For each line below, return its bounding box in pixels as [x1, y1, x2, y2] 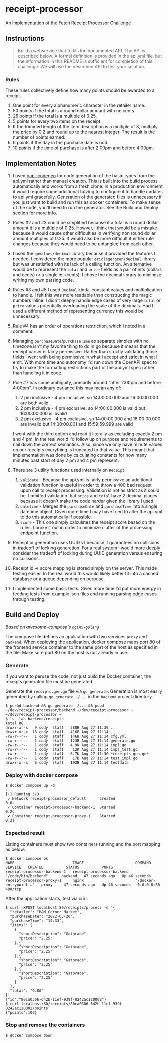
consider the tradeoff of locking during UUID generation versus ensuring [12, 550, 163, 556]
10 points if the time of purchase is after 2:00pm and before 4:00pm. [12, 145, 154, 151]
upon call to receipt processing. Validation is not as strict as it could [20, 487, 160, 493]
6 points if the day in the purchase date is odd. [12, 140, 109, 146]
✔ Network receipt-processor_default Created [7, 796, 115, 801]
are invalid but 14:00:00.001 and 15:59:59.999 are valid [20, 421, 133, 427]
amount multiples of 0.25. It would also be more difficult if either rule [12, 235, 154, 241]
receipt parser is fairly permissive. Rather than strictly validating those [12, 348, 157, 354]
